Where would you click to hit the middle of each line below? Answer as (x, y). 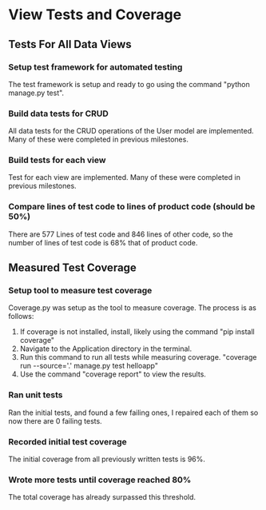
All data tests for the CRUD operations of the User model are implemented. (131, 131)
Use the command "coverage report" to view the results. (113, 374)
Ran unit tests (36, 395)
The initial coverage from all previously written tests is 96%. (107, 459)
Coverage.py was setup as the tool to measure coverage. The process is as (133, 308)
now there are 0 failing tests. (55, 420)
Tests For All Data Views (70, 44)
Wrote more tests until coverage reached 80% (100, 480)
